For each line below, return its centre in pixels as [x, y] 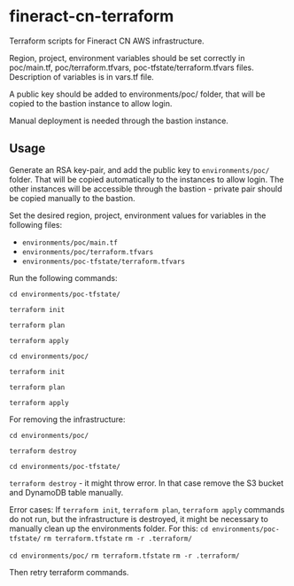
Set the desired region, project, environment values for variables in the [138, 215]
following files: [36, 224]
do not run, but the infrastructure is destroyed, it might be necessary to [139, 519]
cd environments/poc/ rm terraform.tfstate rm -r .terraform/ [124, 556]
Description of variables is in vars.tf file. [82, 76]
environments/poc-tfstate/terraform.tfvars [104, 262]
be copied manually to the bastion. [72, 198]
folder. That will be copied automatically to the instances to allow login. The [147, 179]
